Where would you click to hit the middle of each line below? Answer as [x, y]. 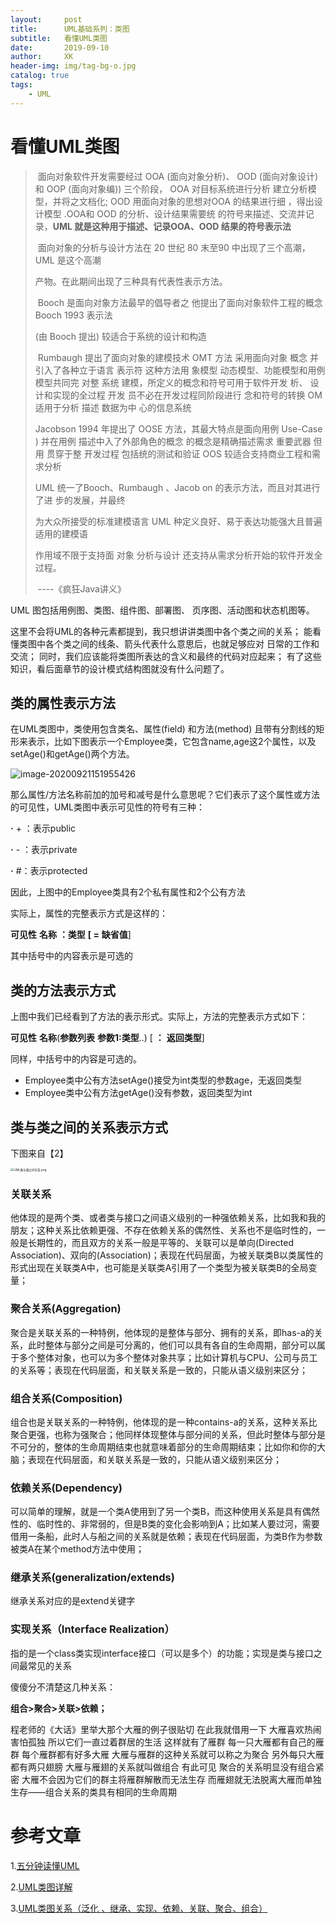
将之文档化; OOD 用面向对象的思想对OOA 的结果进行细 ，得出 [188, 201]
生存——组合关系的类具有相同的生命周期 [93, 1792]
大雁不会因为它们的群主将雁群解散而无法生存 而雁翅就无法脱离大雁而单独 [171, 1779]
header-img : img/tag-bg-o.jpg [73, 66]
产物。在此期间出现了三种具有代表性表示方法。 [131, 281]
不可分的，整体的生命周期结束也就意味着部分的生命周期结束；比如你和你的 [163, 1447]
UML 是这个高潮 [68, 260]
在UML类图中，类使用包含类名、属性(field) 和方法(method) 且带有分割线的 [163, 729]
